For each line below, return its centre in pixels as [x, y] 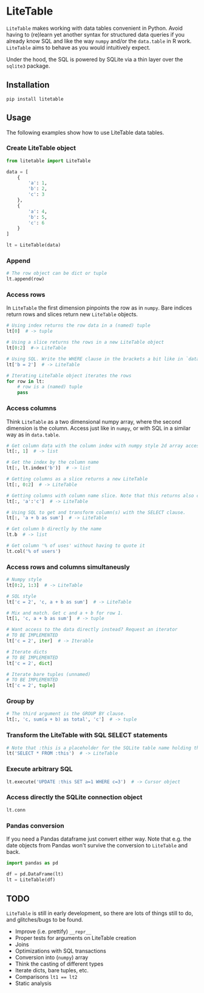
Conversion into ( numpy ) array [52, 958]
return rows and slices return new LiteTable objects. [72, 315]
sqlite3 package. [28, 66]
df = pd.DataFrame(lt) [35, 874]
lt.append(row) [25, 279]
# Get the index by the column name [53, 462]
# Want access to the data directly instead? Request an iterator [92, 630]
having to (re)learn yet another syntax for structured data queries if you [96, 34]
